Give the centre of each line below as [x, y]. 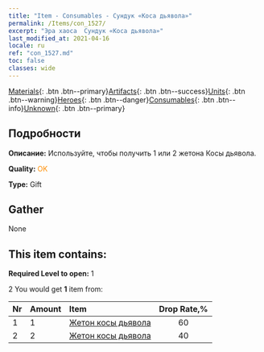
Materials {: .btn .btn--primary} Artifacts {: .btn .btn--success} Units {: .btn [127, 91]
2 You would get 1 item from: [56, 289]
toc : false [27, 61]
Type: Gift [25, 184]
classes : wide [32, 68]
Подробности [45, 134]
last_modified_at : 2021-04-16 [59, 38]
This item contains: [58, 254]
